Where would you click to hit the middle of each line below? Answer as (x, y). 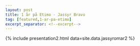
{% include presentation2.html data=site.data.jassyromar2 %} (70, 38)
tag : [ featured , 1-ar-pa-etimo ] (38, 19)
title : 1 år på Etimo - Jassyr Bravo (45, 15)
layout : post (19, 10)
